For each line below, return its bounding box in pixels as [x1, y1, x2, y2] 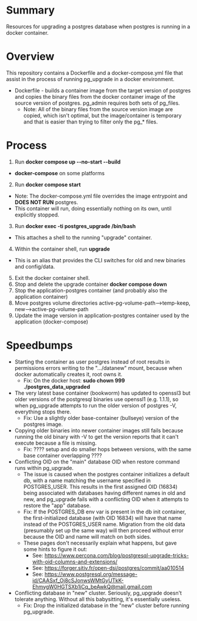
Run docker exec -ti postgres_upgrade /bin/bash [14, 222, 136, 229]
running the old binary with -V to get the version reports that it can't [14, 433, 179, 440]
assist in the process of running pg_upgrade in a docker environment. [6, 75, 175, 82]
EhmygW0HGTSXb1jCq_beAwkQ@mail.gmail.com [32, 583, 153, 590]
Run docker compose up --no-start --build [14, 158, 121, 165]
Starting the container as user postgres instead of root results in [14, 358, 170, 365]
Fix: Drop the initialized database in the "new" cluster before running [23, 602, 190, 609]
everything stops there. [14, 408, 72, 415]
